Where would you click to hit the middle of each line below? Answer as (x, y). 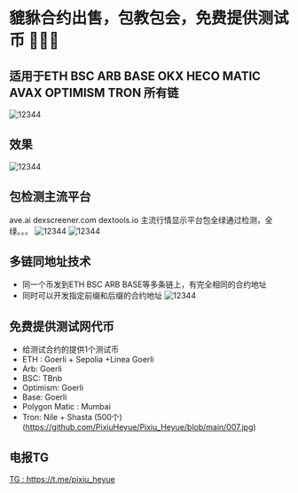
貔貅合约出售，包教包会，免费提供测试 (149, 18)
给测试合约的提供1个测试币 (71, 350)
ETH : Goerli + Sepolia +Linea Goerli (88, 360)
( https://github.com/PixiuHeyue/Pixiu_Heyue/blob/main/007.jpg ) (139, 427)
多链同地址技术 (50, 262)
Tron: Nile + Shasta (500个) (72, 417)
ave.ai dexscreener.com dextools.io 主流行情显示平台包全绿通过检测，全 (141, 219)
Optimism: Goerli (53, 388)
